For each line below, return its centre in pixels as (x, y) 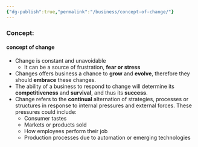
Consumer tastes (45, 118)
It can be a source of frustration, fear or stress (82, 67)
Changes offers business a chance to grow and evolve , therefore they (102, 73)
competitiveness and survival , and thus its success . (81, 92)
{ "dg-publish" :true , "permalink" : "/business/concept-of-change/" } (90, 12)
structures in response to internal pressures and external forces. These (103, 105)
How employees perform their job (66, 131)
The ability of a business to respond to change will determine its (95, 86)
